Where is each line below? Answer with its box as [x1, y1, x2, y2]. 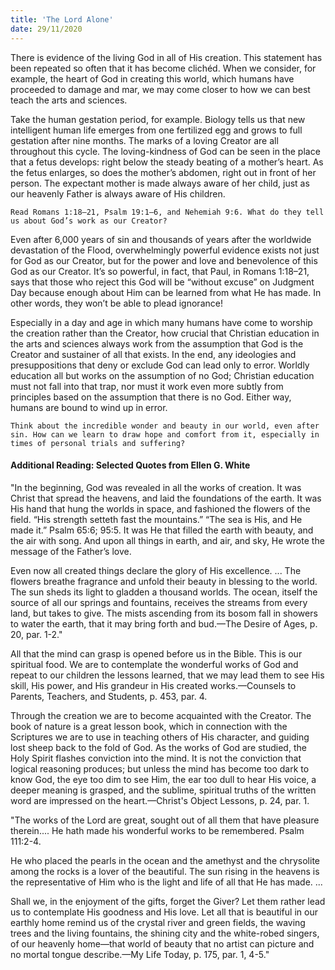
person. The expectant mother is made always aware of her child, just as [10, 177, 310, 189]
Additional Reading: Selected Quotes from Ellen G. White [10, 459, 251, 471]
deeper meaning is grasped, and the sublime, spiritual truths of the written [10, 784, 317, 796]
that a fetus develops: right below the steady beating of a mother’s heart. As [10, 156, 324, 168]
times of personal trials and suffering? [10, 438, 186, 448]
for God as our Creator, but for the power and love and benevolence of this [10, 254, 318, 266]
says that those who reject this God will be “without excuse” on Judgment [10, 276, 315, 288]
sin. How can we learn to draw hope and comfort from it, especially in [10, 429, 320, 440]
